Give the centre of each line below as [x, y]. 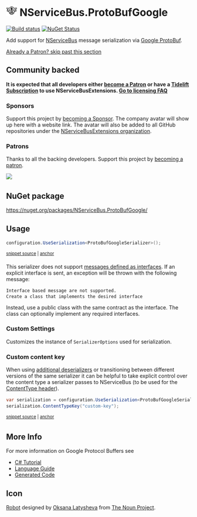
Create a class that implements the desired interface [74, 296]
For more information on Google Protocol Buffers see [70, 451]
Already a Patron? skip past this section [54, 51]
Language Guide [35, 469]
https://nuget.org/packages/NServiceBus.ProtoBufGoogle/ [77, 210]
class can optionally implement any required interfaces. [73, 313]
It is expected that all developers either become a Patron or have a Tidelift [98, 84]
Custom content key [36, 356]
